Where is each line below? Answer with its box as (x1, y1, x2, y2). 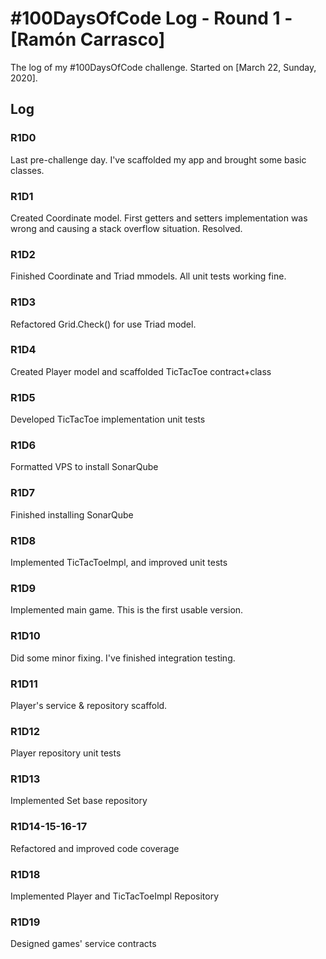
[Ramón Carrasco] (10, 28, 166, 51)
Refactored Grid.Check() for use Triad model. (10, 318, 197, 330)
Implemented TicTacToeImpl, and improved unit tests (10, 557, 228, 568)
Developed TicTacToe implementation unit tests (10, 413, 206, 426)
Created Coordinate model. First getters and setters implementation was (10, 212, 308, 224)
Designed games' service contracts (10, 938, 157, 950)
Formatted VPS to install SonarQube (10, 461, 159, 473)
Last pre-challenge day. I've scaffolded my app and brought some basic (10, 153, 307, 166)
